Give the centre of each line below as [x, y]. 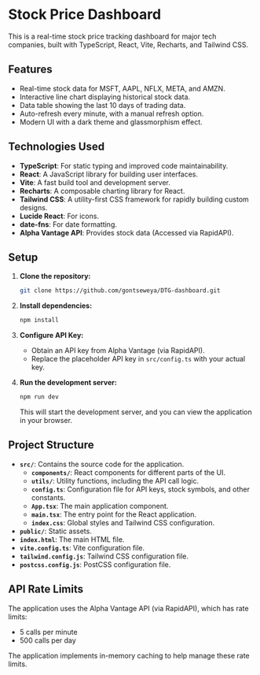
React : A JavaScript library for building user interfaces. [109, 174]
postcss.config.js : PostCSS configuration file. [95, 564]
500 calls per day [48, 640]
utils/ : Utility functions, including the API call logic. [115, 480]
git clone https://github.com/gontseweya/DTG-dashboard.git [120, 291]
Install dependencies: [56, 306]
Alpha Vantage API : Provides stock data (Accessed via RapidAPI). [126, 232]
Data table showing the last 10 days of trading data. [103, 105]
